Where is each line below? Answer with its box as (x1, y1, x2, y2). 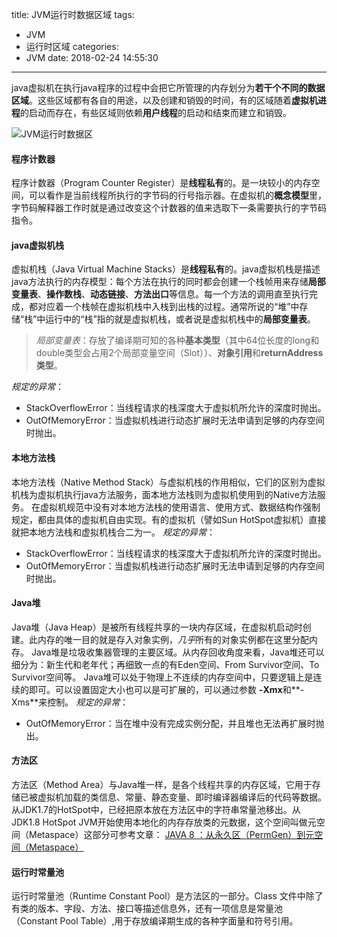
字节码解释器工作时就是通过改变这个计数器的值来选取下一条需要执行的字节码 (11, 202, 327, 214)
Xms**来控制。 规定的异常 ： (11, 696, 129, 708)
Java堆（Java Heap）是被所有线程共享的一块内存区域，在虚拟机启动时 (11, 621, 303, 633)
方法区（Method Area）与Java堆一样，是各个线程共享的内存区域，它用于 (11, 779, 313, 791)
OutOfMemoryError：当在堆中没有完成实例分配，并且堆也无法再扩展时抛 (25, 717, 325, 729)
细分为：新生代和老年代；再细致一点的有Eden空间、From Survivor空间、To (11, 658, 320, 670)
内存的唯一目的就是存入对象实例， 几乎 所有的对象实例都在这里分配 (37, 633, 309, 645)
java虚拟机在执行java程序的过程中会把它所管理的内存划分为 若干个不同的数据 (11, 82, 326, 93)
